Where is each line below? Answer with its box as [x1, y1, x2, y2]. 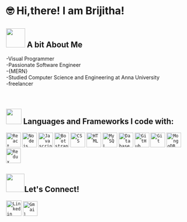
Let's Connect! [24, 184, 79, 194]
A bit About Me [26, 39, 83, 49]
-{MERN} [6, 68, 28, 75]
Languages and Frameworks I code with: [23, 116, 174, 127]
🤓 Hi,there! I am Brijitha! [6, 4, 124, 18]
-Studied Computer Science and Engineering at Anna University [6, 74, 160, 80]
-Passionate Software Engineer [6, 62, 81, 68]
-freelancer [6, 80, 33, 87]
